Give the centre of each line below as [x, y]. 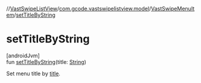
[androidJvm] [23, 56]
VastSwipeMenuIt [173, 9]
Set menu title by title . [33, 73]
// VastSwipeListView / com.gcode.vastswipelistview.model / [79, 9]
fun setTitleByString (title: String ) [46, 62]
